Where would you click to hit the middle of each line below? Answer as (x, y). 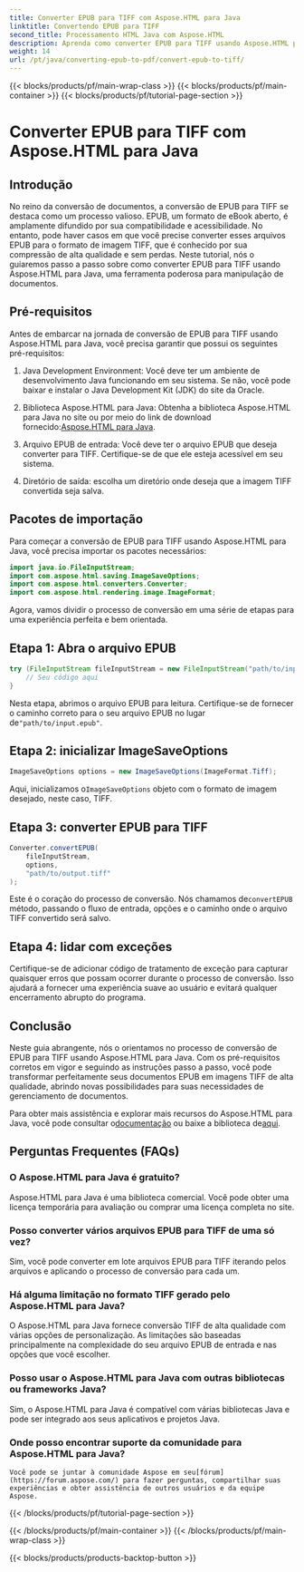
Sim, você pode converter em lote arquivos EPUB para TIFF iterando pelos (148, 1262)
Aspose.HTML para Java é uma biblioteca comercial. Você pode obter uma (149, 1197)
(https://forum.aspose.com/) (64, 1480)
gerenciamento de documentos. (69, 1096)
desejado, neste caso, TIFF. (61, 799)
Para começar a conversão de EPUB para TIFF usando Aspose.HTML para (148, 541)
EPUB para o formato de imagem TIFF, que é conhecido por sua (128, 245)
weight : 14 (30, 52)
